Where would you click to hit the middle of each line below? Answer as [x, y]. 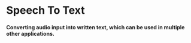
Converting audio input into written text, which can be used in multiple [95, 27]
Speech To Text [46, 10]
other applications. [31, 33]
